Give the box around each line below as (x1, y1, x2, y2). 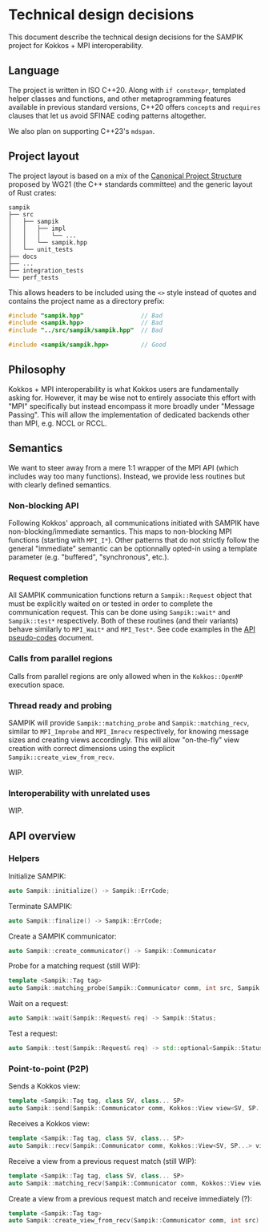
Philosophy (8, 363, 66, 377)
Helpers (8, 853, 40, 864)
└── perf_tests (8, 273, 59, 281)
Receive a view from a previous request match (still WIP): (8, 1156, 197, 1165)
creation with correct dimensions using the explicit (8, 743, 175, 753)
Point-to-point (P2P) (8, 1063, 90, 1074)
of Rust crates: (8, 188, 57, 197)
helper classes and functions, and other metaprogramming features (8, 94, 231, 103)
